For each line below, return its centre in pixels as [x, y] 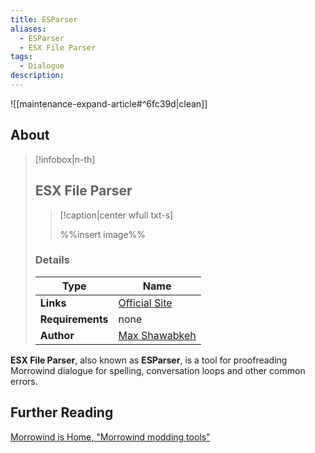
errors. [24, 381]
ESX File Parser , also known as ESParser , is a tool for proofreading [149, 360]
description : [37, 76]
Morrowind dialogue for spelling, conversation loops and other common [158, 370]
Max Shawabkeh [157, 335]
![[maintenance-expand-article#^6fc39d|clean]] [109, 103]
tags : [21, 57]
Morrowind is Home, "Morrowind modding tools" [110, 437]
